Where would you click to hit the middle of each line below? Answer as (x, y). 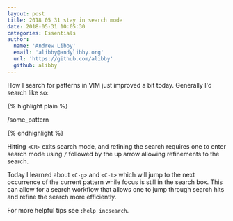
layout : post (26, 14)
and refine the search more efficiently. (62, 197)
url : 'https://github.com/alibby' (63, 59)
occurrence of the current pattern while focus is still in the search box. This (115, 182)
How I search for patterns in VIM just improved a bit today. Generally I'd (110, 85)
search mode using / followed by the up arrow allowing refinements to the (113, 154)
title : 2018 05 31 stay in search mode (65, 20)
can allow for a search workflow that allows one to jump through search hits (116, 189)
